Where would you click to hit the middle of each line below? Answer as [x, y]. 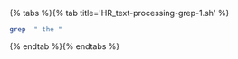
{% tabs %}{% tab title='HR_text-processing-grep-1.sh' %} [119, 13]
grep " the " [36, 29]
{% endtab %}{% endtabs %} [65, 46]
